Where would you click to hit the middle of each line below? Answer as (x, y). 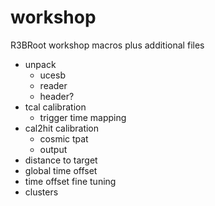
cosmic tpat (64, 138)
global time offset (61, 170)
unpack (40, 64)
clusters (41, 192)
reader (53, 85)
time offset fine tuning (70, 181)
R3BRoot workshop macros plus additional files (107, 45)
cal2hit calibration (62, 128)
